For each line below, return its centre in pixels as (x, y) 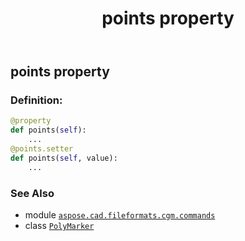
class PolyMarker (59, 226)
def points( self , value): (64, 158)
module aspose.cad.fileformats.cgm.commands (120, 215)
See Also (32, 193)
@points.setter (42, 149)
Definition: (36, 100)
